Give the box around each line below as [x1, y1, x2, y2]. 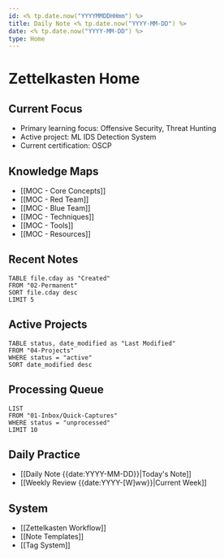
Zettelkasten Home [8, 70, 140, 88]
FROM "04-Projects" [8, 347, 75, 355]
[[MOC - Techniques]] [19, 212, 95, 222]
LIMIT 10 [8, 425, 38, 434]
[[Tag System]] [19, 540, 71, 550]
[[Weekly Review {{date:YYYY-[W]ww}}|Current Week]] [19, 477, 207, 488]
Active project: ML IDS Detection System [19, 132, 157, 142]
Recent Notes [8, 253, 79, 267]
